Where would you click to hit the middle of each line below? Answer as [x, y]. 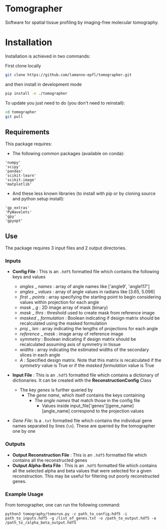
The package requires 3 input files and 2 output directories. [66, 248]
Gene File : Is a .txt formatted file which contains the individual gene [82, 421]
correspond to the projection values [108, 411]
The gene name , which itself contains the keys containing [86, 395]
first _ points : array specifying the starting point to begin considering [90, 297]
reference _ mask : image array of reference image [71, 334]
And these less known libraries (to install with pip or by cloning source [84, 193]
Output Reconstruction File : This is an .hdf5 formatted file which [80, 455]
